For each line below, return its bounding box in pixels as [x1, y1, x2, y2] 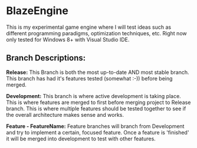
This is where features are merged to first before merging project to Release [6, 99, 191, 106]
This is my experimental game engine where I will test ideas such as [6, 23, 172, 31]
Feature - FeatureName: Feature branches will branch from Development [6, 122, 185, 130]
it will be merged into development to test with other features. [6, 135, 156, 142]
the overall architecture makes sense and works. [6, 111, 124, 118]
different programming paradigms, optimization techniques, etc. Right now [6, 29, 187, 36]
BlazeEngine [6, 4, 69, 18]
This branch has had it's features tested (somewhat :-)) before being [6, 75, 173, 82]
